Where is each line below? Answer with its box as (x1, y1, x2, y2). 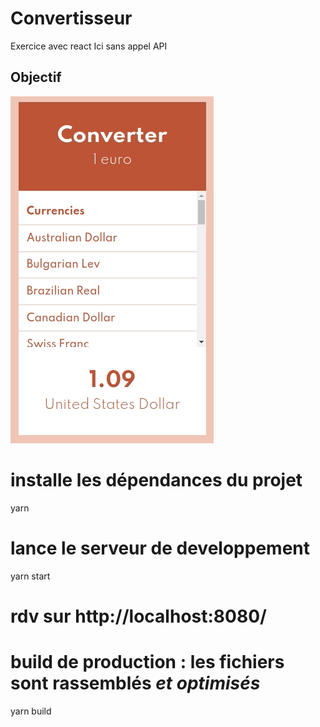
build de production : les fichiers (10, 651, 285, 673)
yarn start (10, 570, 51, 582)
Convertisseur (10, 7, 133, 30)
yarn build (10, 705, 52, 717)
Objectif (10, 69, 62, 86)
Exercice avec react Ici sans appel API (10, 40, 168, 52)
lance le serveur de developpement (10, 537, 310, 559)
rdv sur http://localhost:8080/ (10, 605, 267, 627)
